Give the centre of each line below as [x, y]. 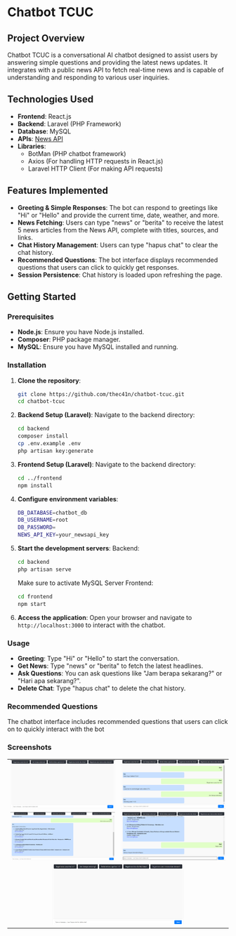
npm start [32, 604]
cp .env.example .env [49, 444]
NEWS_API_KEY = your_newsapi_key [63, 535]
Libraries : [32, 146]
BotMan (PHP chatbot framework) [77, 153]
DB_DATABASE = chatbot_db [52, 513]
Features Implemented [58, 191]
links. [25, 237]
